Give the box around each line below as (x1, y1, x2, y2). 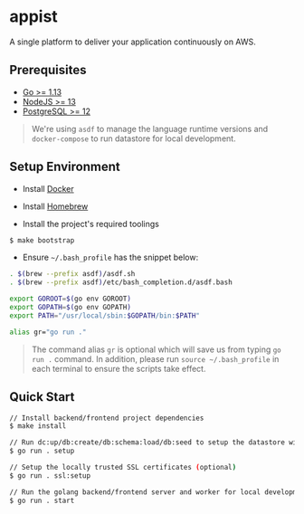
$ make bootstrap (9, 235, 75, 245)
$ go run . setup (9, 446, 75, 456)
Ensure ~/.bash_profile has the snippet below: (22, 252, 199, 263)
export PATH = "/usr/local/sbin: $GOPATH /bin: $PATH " (9, 310, 201, 320)
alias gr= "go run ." (9, 328, 88, 337)
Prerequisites (9, 62, 87, 78)
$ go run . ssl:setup (9, 471, 91, 481)
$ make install (9, 422, 67, 431)
